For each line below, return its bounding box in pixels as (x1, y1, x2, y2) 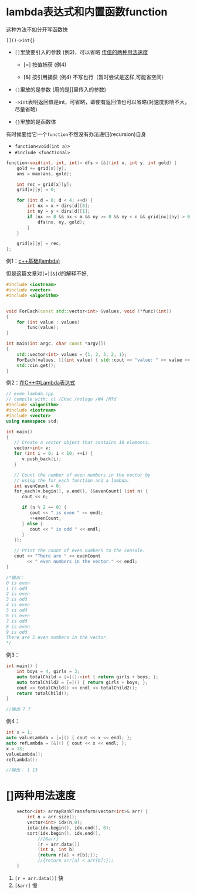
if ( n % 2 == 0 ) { (21, 505, 67, 511)
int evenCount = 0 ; (13, 483, 62, 489)
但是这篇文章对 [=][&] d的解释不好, (6, 270, 89, 277)
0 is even (6, 580, 30, 586)
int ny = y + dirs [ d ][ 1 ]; (27, 209, 91, 215)
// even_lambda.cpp (6, 391, 54, 397)
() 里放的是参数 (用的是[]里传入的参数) (14, 86, 107, 93)
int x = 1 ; (6, 729, 33, 736)
